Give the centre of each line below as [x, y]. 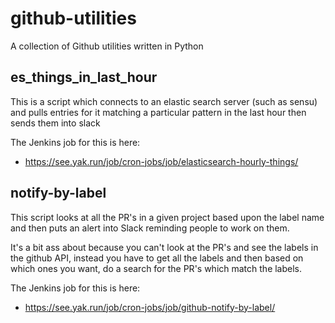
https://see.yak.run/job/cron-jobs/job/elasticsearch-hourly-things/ [161, 161]
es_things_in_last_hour [84, 77]
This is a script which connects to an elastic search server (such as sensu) [164, 101]
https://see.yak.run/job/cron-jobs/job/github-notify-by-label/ [150, 307]
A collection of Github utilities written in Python [107, 46]
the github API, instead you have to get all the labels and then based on [157, 258]
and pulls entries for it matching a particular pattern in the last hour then [158, 112]
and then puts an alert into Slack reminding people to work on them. [150, 228]
